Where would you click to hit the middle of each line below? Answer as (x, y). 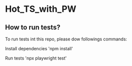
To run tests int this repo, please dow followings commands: (66, 39)
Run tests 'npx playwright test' (36, 58)
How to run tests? (33, 27)
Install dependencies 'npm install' (39, 49)
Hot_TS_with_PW (41, 9)
